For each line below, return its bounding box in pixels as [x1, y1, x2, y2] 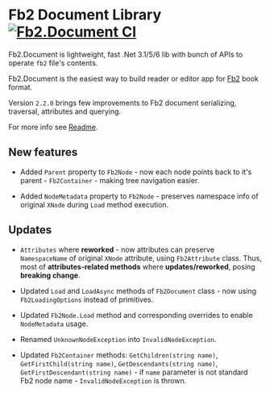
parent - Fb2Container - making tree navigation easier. [19, 175, 200, 185]
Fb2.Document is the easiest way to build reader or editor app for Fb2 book [8, 73, 260, 83]
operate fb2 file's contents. [8, 58, 98, 68]
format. [8, 82, 33, 92]
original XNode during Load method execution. [19, 199, 169, 209]
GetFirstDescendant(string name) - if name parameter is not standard [19, 367, 248, 377]
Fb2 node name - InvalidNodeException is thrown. [19, 375, 187, 385]
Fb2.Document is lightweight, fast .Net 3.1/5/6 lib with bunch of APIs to [8, 49, 243, 59]
